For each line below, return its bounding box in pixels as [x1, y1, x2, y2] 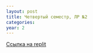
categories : [6, 19, 35, 25]
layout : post [6, 8, 38, 15]
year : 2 [6, 24, 25, 31]
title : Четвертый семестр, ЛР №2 [6, 14, 88, 20]
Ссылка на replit [6, 41, 47, 48]
